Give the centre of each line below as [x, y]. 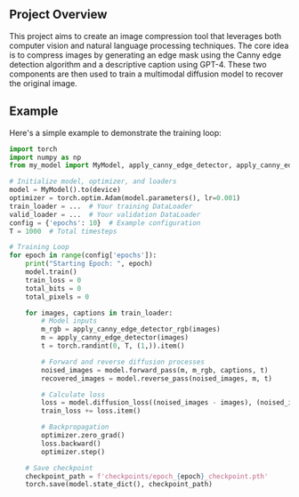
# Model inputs [69, 321]
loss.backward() [71, 444]
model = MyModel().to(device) [65, 190]
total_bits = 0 [53, 288]
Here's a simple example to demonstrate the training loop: [116, 132]
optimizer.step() [73, 452]
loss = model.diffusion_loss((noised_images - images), [147, 403]
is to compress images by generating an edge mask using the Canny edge [145, 55]
